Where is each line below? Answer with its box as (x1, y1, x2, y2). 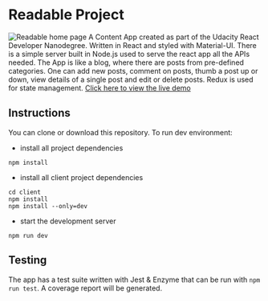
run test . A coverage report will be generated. (8, 283, 163, 293)
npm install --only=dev (8, 202, 88, 210)
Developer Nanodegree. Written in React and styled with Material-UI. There (8, 40, 257, 50)
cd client (8, 188, 42, 196)
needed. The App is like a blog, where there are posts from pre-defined (8, 58, 245, 67)
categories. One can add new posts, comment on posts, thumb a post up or (8, 66, 258, 75)
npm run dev (8, 231, 48, 239)
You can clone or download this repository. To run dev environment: (8, 127, 233, 137)
